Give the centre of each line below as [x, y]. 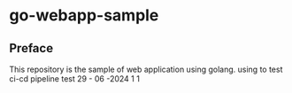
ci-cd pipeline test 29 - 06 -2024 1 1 [74, 79]
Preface [31, 48]
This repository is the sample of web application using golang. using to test [146, 69]
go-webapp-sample [84, 15]
